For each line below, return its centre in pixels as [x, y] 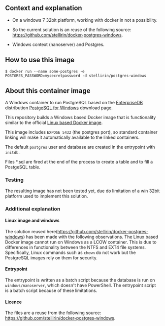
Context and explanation [44, 8]
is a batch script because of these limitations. [51, 290]
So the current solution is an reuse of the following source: [72, 30]
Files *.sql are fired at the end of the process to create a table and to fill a [79, 162]
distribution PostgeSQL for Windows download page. [59, 108]
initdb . [12, 152]
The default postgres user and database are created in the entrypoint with [80, 147]
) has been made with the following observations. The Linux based [91, 237]
